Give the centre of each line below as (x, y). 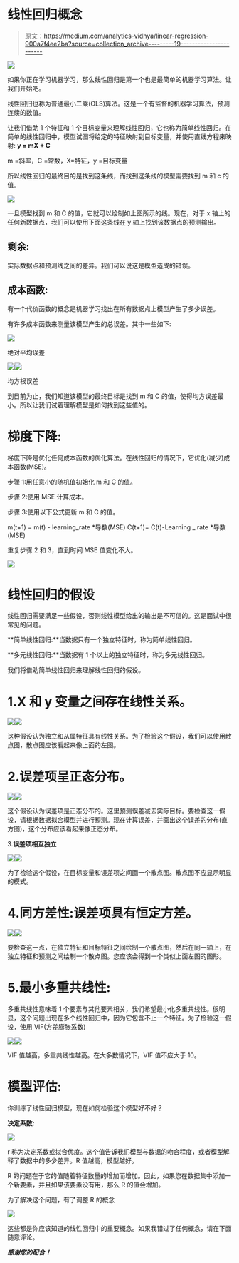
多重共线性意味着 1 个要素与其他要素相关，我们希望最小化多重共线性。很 (113, 1009)
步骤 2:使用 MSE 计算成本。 (48, 497)
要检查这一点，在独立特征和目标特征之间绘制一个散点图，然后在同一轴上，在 (119, 948)
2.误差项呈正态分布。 (69, 777)
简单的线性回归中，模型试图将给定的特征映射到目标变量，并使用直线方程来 (116, 136)
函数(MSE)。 (32, 466)
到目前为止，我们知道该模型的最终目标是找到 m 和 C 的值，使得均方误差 (113, 396)
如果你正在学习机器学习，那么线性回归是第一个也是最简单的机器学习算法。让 (119, 79)
